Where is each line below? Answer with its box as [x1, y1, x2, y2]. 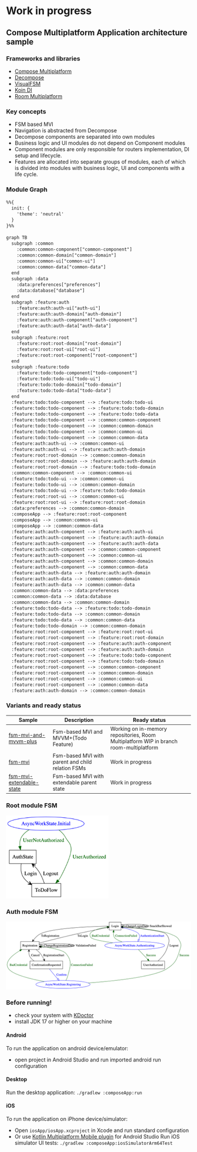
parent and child [52, 758, 92, 765]
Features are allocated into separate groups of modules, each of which [14, 158, 186, 165]
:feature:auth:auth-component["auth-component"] [16, 317, 138, 323]
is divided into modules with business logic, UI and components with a [14, 165, 185, 172]
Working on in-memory [110, 725, 167, 732]
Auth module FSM [6, 907, 59, 915]
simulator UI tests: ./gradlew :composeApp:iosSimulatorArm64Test [14, 1139, 173, 1146]
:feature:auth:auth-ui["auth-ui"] [16, 305, 101, 311]
